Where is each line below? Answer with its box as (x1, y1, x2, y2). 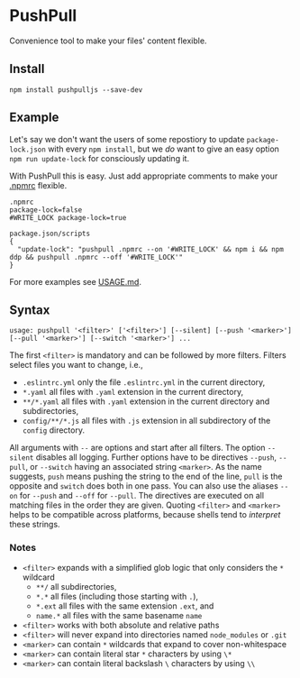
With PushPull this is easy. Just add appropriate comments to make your (9, 170, 278, 181)
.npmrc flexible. (9, 179, 68, 190)
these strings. (9, 519, 60, 530)
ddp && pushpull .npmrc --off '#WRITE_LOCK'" (9, 252, 183, 261)
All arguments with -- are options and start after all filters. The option (9, 443, 266, 454)
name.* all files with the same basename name (35, 609, 203, 620)
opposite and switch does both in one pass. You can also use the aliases (9, 481, 279, 491)
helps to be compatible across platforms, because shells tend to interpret (9, 509, 281, 520)
